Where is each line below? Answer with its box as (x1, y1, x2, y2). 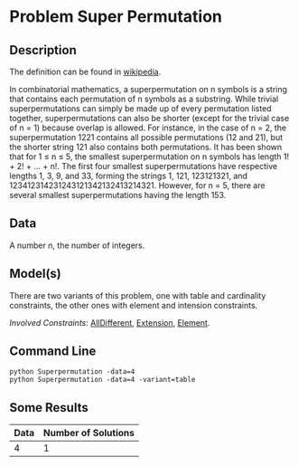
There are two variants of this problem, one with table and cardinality (9, 290, 266, 300)
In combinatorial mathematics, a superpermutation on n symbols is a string (9, 84, 287, 94)
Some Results (9, 400, 88, 415)
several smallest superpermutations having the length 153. (9, 190, 227, 200)
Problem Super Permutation (9, 6, 223, 27)
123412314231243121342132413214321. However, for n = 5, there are (9, 180, 265, 191)
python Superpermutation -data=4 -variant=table (9, 376, 196, 385)
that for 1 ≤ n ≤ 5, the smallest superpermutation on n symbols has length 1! (9, 151, 290, 162)
